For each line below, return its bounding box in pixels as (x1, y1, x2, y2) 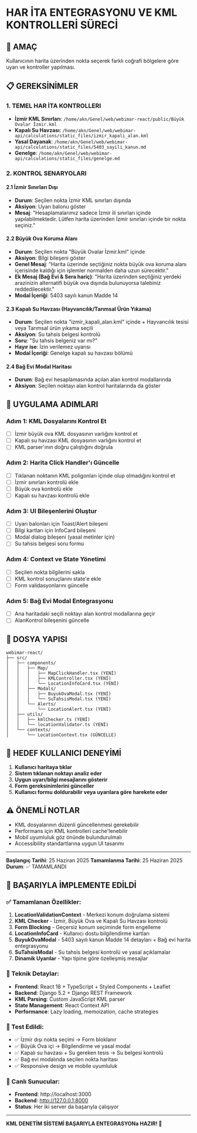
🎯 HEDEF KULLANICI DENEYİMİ (6, 748, 122, 758)
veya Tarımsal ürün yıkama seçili (14, 325, 94, 332)
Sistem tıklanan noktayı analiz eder (14, 769, 103, 776)
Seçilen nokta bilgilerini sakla (14, 569, 85, 576)
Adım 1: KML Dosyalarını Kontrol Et (6, 417, 107, 425)
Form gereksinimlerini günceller (14, 782, 95, 789)
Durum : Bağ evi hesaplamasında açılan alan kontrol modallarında (14, 376, 172, 383)
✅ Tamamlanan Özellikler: (6, 898, 81, 906)
